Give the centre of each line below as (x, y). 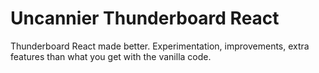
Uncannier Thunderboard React (145, 18)
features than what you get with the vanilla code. (111, 56)
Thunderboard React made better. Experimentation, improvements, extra (160, 46)
